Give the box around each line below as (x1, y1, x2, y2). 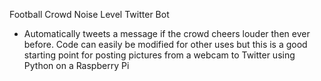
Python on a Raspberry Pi (23, 60, 130, 71)
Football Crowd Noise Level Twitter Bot (9, 9, 170, 20)
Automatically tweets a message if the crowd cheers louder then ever (23, 28, 311, 39)
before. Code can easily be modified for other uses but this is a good (23, 39, 308, 50)
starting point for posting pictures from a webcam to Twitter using (23, 49, 296, 61)
